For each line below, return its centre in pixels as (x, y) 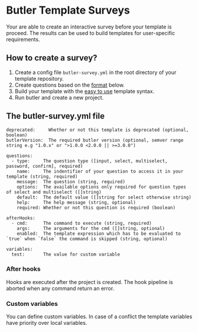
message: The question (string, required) (71, 181)
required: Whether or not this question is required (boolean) (96, 207)
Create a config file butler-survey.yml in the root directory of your (95, 72)
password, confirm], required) (45, 166)
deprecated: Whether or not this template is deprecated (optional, (98, 130)
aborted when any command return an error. (60, 288)
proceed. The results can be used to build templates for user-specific (91, 33)
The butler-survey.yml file (56, 116)
